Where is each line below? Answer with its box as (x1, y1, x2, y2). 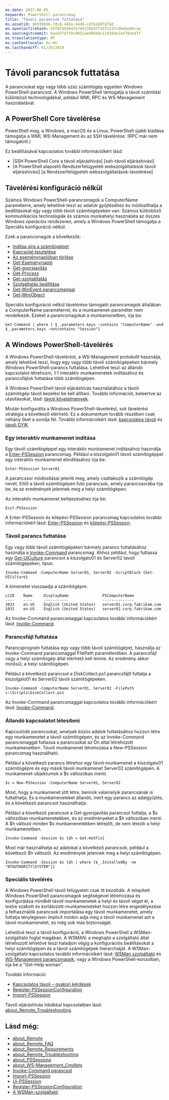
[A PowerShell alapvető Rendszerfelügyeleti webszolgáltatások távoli (12, 163, 156, 170)
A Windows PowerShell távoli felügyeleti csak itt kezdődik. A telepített (5, 887, 150, 894)
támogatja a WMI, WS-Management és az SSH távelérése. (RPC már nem (5, 133, 158, 139)
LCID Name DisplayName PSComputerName (5, 593, 135, 598)
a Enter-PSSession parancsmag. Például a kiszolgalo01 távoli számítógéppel (5, 451, 163, 457)
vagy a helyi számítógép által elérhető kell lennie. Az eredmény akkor (5, 655, 149, 661)
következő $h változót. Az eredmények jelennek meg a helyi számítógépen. (5, 850, 162, 856)
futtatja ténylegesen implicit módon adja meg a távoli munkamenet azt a (5, 914, 155, 920)
